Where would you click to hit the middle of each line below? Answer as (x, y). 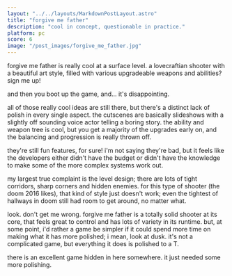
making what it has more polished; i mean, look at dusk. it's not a (100, 236)
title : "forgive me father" (48, 20)
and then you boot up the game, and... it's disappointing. (88, 94)
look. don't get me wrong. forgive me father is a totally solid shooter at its (112, 214)
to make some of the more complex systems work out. (85, 165)
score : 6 (20, 40)
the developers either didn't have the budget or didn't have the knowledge (114, 158)
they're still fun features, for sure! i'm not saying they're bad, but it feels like (116, 151)
